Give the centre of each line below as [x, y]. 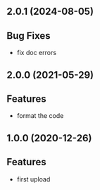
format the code [40, 116]
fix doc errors [37, 53]
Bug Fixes [29, 36]
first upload [33, 179]
